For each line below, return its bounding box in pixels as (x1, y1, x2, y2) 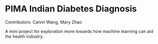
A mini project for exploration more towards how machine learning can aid (5, 28, 153, 34)
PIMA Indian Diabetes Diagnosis (5, 3, 137, 14)
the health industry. (5, 33, 44, 39)
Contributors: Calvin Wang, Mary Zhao (5, 19, 82, 25)
